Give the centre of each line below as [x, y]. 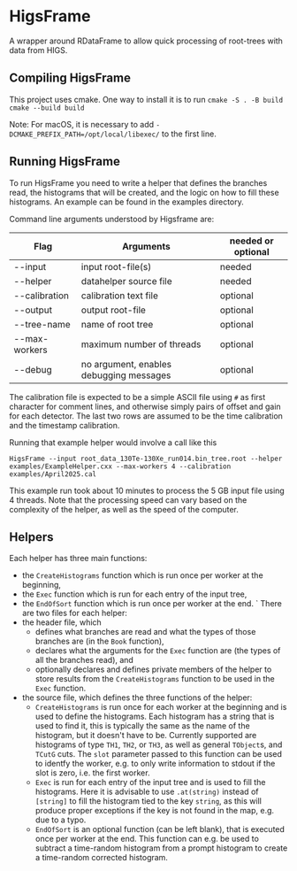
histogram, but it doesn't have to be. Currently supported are [146, 736]
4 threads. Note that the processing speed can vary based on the [128, 500]
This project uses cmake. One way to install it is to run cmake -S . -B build [146, 99]
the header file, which [61, 622]
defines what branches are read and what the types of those [145, 632]
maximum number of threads [141, 344]
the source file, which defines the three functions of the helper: [137, 698]
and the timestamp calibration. [65, 425]
